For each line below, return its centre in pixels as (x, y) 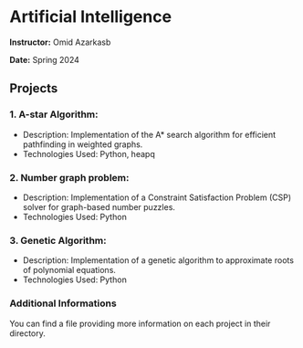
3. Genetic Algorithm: (58, 240)
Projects (34, 89)
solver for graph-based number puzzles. (99, 206)
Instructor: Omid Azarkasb (60, 42)
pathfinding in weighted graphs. (83, 144)
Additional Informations (63, 303)
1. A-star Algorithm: (54, 114)
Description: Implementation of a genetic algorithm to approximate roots (158, 260)
